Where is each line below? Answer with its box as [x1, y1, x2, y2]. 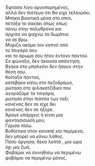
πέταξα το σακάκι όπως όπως [5, 20, 68, 26]
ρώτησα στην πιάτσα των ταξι [5, 96, 69, 102]
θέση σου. [5, 69, 27, 75]
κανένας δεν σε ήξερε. [5, 106, 54, 112]
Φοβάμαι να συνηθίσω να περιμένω [5, 149, 81, 155]
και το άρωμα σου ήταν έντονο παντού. [5, 53, 88, 59]
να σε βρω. [5, 36, 29, 43]
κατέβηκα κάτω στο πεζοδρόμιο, [5, 79, 73, 86]
